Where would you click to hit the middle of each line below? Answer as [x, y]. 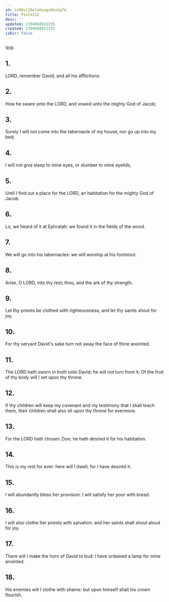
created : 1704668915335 [30, 29]
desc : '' [14, 19]
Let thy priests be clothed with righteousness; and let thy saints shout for [81, 310]
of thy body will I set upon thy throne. [44, 377]
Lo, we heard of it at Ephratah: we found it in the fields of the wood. [75, 226]
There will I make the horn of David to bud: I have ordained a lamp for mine [83, 556]
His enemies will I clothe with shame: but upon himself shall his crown [78, 589]
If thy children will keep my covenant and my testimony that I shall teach [80, 405]
